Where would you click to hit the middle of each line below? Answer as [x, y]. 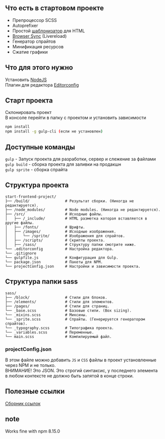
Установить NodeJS [26, 80]
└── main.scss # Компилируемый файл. [58, 336]
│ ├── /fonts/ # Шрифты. [45, 227]
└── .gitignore [21, 253]
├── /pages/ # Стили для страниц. [57, 306]
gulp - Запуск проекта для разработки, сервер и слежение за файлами [81, 159]
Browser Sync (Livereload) [39, 36]
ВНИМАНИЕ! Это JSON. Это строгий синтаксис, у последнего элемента [82, 370]
